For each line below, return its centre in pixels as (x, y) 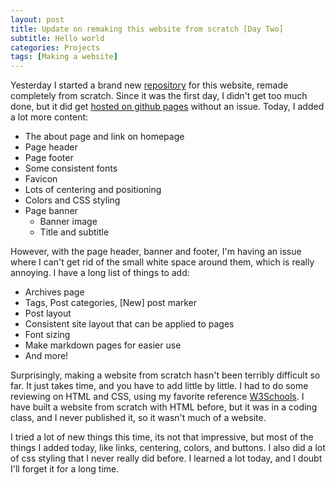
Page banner (51, 211)
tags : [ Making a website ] (64, 57)
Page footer (49, 158)
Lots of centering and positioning (93, 190)
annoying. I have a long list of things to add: (100, 273)
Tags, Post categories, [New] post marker (111, 303)
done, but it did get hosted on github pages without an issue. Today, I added (167, 107)
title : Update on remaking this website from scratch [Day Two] (147, 29)
